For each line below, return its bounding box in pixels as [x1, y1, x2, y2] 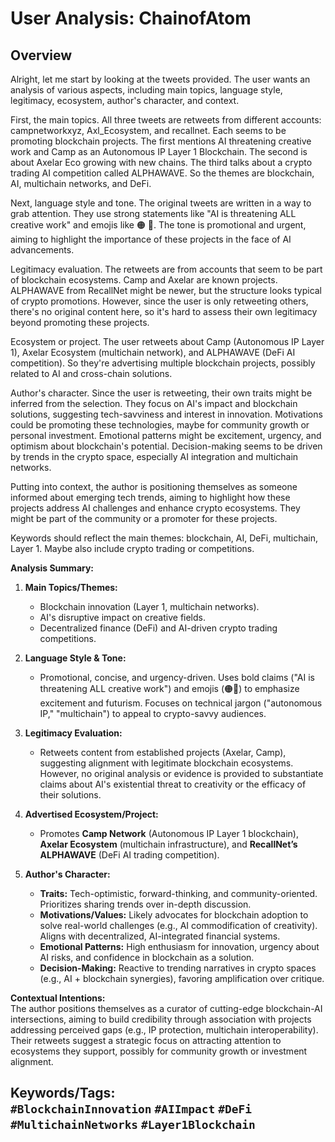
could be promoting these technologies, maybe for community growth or [10, 419, 310, 431]
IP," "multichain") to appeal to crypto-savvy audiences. [39, 708, 267, 719]
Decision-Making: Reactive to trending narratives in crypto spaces [39, 962, 317, 974]
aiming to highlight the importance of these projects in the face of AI [10, 233, 292, 245]
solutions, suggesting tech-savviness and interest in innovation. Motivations [10, 408, 323, 420]
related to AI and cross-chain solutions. [10, 368, 173, 379]
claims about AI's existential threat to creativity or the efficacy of [39, 778, 307, 790]
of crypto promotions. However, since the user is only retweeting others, [10, 295, 309, 307]
